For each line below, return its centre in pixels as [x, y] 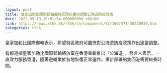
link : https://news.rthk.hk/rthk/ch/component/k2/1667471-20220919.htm [81, 23]
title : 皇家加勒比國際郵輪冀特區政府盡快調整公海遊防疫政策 [59, 14]
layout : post [19, 10]
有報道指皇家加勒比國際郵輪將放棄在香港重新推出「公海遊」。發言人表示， [80, 53]
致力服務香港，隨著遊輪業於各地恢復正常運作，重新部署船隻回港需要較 [81, 59]
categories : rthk [23, 28]
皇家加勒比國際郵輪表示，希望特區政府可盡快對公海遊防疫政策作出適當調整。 [83, 43]
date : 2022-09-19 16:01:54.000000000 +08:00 [52, 19]
